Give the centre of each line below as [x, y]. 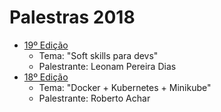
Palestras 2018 [72, 17]
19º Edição [46, 45]
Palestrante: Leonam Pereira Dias [107, 66]
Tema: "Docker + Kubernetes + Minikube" [125, 87]
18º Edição [46, 77]
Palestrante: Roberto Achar [94, 98]
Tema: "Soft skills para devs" [98, 55]
